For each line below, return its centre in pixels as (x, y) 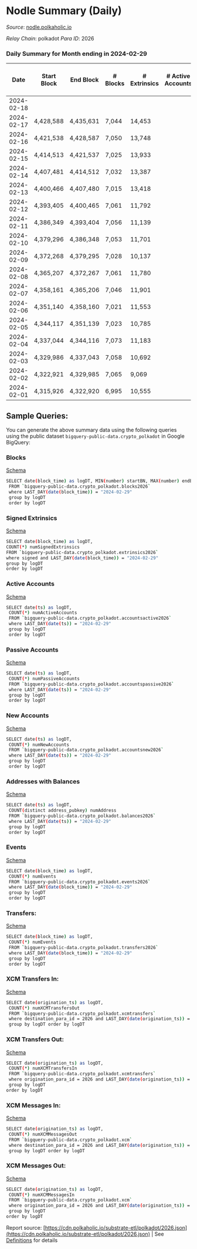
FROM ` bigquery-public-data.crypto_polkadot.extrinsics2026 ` (82, 552)
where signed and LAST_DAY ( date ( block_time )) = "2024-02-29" (82, 558)
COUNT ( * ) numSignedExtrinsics (43, 547)
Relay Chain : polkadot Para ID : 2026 (50, 38)
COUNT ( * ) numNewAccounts (39, 745)
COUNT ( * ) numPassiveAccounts (44, 678)
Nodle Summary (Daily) (64, 11)
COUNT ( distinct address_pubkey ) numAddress (62, 811)
